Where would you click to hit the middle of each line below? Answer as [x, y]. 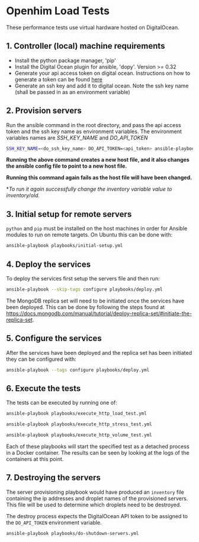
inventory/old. [23, 196]
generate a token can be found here [58, 79]
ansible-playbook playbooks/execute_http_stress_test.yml [79, 424]
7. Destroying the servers [53, 478]
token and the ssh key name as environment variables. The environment [94, 131]
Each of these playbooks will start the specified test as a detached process [98, 446]
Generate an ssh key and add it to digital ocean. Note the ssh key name [102, 86]
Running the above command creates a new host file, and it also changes [98, 160]
